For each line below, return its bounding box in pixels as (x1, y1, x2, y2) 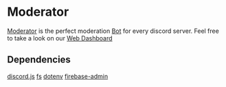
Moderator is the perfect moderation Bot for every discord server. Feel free (7, 27, 220, 35)
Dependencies (7, 54, 71, 66)
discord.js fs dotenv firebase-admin (7, 72, 109, 80)
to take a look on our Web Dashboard (7, 34, 113, 42)
